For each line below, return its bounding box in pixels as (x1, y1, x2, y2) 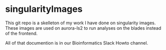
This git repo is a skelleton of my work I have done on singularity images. (5, 20, 156, 26)
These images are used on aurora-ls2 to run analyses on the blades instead (5, 25, 161, 31)
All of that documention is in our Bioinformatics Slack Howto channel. (5, 40, 148, 46)
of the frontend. (5, 30, 38, 36)
